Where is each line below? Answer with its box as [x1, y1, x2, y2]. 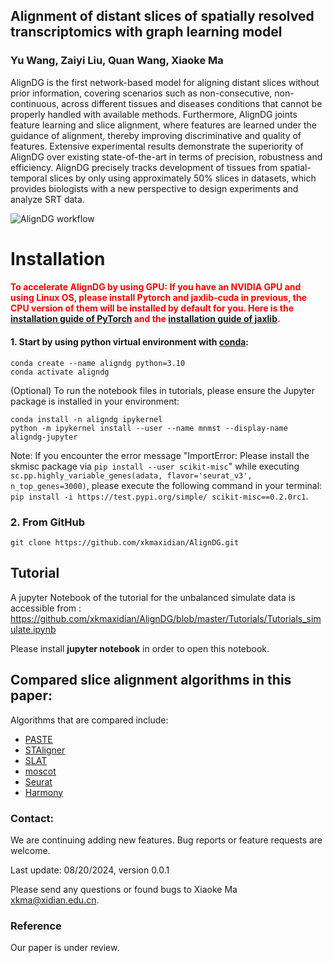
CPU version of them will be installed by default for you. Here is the [10, 302, 294, 314]
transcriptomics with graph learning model [10, 24, 283, 41]
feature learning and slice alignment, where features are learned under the [10, 119, 317, 131]
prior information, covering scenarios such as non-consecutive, [10, 87, 273, 99]
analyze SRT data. [10, 193, 85, 205]
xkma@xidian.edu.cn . [10, 894, 100, 906]
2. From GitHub [10, 515, 85, 529]
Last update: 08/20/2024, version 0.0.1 [10, 864, 170, 876]
